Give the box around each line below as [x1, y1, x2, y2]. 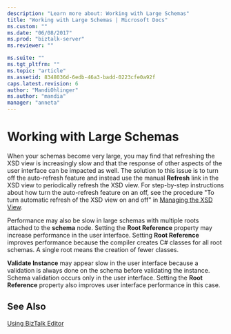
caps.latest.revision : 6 [7, 80, 79, 87]
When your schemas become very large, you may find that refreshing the [7, 152, 215, 160]
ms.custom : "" [7, 23, 48, 30]
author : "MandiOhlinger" [7, 87, 79, 94]
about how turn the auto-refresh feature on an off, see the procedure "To [7, 188, 215, 196]
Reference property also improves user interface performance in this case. [7, 280, 221, 289]
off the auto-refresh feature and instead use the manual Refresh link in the [7, 174, 219, 182]
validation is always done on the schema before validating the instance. [7, 266, 210, 274]
